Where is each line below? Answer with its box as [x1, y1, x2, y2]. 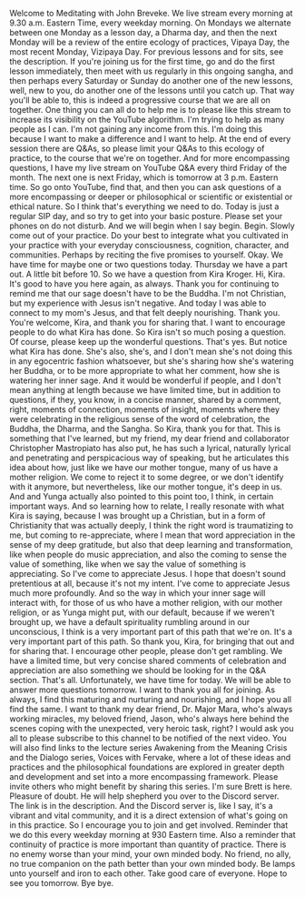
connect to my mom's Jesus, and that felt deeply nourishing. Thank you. [9, 307, 280, 317]
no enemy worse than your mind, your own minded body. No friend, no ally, [9, 849, 292, 859]
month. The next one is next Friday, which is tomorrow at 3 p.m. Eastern [9, 172, 279, 183]
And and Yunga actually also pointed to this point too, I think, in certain [9, 491, 274, 501]
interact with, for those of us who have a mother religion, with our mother [9, 598, 283, 608]
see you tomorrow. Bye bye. [9, 878, 114, 888]
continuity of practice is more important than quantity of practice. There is [9, 839, 287, 850]
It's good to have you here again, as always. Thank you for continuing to [9, 278, 280, 289]
